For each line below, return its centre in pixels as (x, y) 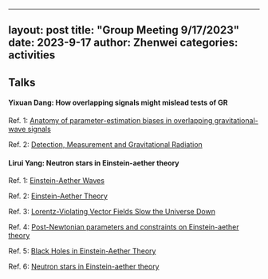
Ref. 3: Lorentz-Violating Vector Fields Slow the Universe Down (112, 212)
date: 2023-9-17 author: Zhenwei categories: (123, 43)
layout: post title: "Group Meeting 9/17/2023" (124, 30)
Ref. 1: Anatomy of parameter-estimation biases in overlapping (110, 120)
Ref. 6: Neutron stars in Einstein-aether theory (84, 267)
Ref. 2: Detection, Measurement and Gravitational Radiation (106, 144)
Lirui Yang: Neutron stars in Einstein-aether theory (94, 163)
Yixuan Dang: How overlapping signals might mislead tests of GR (118, 103)
